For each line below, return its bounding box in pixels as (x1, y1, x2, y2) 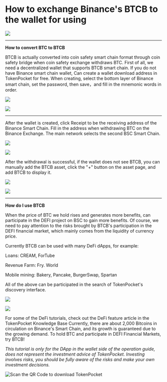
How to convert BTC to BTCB (5, 44, 66, 50)
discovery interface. (5, 286, 46, 292)
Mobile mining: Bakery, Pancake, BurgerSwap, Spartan (5, 271, 117, 277)
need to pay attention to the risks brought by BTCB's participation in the (5, 223, 152, 229)
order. (5, 87, 17, 93)
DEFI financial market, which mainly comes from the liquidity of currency (5, 228, 154, 234)
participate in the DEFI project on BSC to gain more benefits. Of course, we (5, 217, 159, 223)
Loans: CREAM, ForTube (5, 253, 55, 258)
